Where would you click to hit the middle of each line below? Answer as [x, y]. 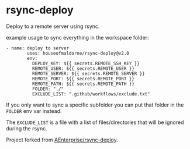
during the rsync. [27, 128]
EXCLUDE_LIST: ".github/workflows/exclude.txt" [91, 94]
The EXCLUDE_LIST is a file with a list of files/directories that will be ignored [95, 122]
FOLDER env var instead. [34, 111]
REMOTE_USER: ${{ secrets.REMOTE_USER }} [83, 68]
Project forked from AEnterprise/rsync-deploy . [62, 140]
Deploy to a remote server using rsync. [53, 26]
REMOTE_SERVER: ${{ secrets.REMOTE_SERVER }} [88, 73]
